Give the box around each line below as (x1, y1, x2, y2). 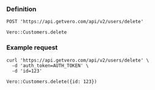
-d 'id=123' (12, 67, 43, 74)
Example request (6, 43, 58, 52)
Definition (6, 5, 37, 13)
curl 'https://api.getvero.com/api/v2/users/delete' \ (6, 57, 149, 63)
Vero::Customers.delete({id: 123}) (6, 78, 97, 85)
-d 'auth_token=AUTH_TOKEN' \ (12, 63, 89, 69)
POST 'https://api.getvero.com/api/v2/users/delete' (6, 19, 144, 25)
